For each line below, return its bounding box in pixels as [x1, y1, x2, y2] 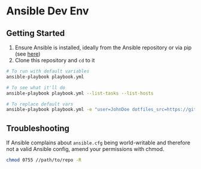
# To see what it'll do [6, 84, 66, 90]
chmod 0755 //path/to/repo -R [6, 157, 82, 163]
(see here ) [14, 50, 41, 58]
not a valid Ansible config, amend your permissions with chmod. [6, 146, 165, 153]
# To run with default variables [6, 68, 90, 74]
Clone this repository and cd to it [14, 57, 95, 64]
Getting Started [6, 28, 65, 38]
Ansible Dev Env [6, 4, 89, 18]
